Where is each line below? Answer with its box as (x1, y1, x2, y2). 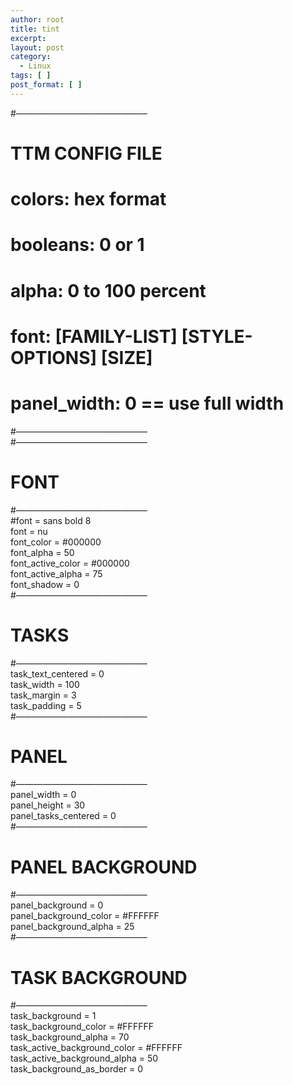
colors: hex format (10, 188, 167, 211)
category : (10, 52, 52, 62)
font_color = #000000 (10, 536, 102, 548)
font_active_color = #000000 (10, 557, 130, 569)
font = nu (10, 525, 48, 537)
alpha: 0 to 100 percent (10, 279, 207, 302)
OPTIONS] (10, 346, 98, 369)
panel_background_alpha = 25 (10, 921, 135, 933)
